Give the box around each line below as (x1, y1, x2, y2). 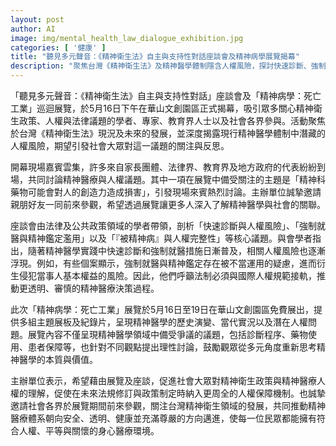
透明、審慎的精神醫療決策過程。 (27, 282, 160, 294)
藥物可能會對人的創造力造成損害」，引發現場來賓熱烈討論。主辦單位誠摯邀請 (10, 186, 322, 198)
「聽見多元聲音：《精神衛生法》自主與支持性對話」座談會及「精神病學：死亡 (10, 90, 322, 101)
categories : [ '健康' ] (10, 42, 107, 53)
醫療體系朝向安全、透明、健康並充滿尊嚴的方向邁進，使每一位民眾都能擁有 (10, 412, 317, 424)
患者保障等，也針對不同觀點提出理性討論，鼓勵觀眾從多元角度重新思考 (27, 341, 317, 353)
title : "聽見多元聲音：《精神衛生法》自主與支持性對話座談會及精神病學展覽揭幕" (10, 52, 300, 62)
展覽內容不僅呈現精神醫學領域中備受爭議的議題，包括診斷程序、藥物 (27, 329, 308, 340)
